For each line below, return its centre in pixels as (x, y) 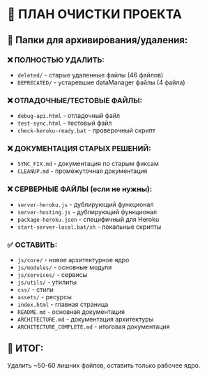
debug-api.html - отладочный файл (69, 116)
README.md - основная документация (71, 312)
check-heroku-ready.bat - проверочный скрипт (86, 130)
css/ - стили (36, 289)
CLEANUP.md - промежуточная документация (82, 171)
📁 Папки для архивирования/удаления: (98, 40)
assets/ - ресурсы (44, 297)
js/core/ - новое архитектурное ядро (73, 260)
